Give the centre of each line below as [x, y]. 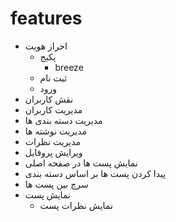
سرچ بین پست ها [56, 184]
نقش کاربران [49, 99]
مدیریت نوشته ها [56, 131]
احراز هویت [46, 46]
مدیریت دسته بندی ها [63, 120]
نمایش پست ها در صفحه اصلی [81, 163]
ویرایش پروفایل [53, 152]
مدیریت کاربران [53, 109]
